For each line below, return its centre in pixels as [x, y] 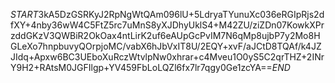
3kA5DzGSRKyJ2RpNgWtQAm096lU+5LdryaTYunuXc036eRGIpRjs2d [181, 14]
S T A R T [24, 14]
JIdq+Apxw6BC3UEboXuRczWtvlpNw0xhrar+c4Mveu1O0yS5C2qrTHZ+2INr [167, 57]
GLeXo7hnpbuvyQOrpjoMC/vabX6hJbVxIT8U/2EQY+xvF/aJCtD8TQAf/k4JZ [166, 46]
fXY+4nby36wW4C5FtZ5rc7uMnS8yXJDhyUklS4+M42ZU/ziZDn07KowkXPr [167, 25]
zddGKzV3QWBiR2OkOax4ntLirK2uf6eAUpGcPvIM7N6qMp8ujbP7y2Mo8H [165, 35]
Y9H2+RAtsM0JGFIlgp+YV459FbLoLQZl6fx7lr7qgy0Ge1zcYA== [141, 67]
